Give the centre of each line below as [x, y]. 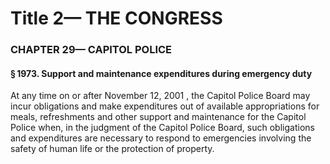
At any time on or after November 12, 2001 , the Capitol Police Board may [160, 96]
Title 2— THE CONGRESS [116, 18]
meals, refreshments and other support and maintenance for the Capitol [158, 117]
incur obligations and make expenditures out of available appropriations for [165, 106]
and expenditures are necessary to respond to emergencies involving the [161, 138]
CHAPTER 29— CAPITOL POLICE [91, 50]
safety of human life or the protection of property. [112, 149]
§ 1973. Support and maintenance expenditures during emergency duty [161, 73]
